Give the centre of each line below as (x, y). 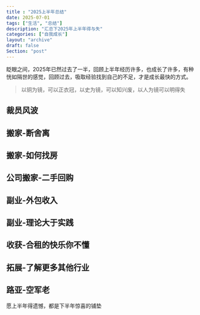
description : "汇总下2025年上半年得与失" (54, 29)
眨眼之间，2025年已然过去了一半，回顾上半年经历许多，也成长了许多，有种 (100, 69)
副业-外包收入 (32, 200)
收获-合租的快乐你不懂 (48, 245)
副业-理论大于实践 (40, 223)
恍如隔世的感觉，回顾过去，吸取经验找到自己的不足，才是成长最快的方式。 (99, 77)
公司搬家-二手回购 (40, 178)
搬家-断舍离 (28, 133)
